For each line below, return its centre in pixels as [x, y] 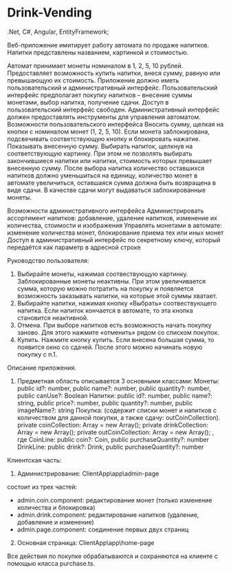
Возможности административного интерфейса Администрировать [106, 211]
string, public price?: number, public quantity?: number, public [105, 403]
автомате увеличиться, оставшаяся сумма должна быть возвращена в [112, 182]
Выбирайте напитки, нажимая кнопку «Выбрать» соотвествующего [117, 303]
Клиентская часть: [34, 460]
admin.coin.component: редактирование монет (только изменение [114, 500]
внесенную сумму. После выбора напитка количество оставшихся [106, 168]
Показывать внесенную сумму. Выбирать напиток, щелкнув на [100, 146]
